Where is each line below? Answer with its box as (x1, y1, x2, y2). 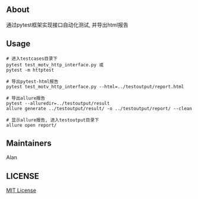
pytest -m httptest (6, 67, 55, 73)
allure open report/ (6, 122, 58, 128)
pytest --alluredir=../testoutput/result (6, 100, 110, 106)
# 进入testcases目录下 (6, 56, 58, 62)
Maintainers (6, 139, 52, 149)
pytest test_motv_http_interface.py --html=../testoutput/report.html (6, 84, 184, 89)
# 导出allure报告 (6, 95, 46, 101)
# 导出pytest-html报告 (6, 78, 59, 85)
